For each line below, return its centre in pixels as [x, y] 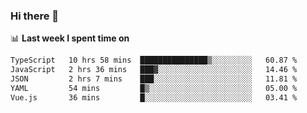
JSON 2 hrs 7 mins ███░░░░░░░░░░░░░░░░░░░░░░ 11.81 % [154, 79]
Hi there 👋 [35, 16]
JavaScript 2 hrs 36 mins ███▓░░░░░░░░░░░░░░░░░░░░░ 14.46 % [154, 70]
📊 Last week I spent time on [70, 38]
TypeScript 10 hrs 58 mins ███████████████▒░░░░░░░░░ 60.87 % [154, 60]
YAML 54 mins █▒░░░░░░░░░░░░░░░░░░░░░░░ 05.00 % [154, 88]
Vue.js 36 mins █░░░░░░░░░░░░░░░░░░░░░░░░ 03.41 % [154, 97]
